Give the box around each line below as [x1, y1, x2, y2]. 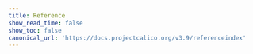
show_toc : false [8, 26, 62, 34]
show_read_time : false [8, 19, 83, 27]
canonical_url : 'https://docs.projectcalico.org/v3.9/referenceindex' [8, 33, 247, 42]
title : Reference [8, 11, 66, 20]
